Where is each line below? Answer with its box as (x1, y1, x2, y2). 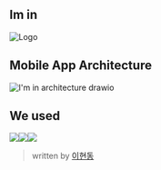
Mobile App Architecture (9, 58, 153, 74)
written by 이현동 (31, 150, 95, 162)
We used (9, 108, 61, 124)
